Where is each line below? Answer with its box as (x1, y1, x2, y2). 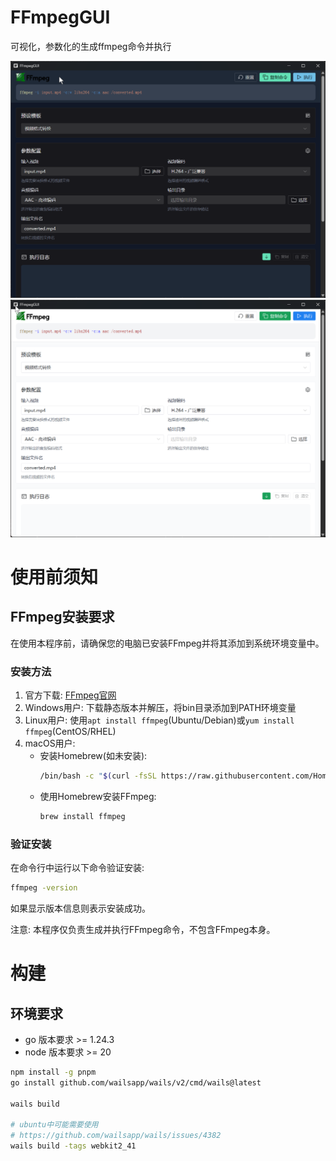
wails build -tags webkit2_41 (10, 1141, 137, 1151)
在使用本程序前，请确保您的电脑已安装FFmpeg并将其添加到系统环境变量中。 (10, 637, 325, 649)
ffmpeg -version (10, 883, 78, 893)
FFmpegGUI (10, 6, 111, 29)
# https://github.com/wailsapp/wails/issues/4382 (10, 1131, 222, 1141)
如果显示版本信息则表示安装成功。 (10, 902, 151, 915)
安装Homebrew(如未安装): (39, 750, 148, 762)
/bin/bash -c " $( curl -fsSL (39, 771, 157, 781)
